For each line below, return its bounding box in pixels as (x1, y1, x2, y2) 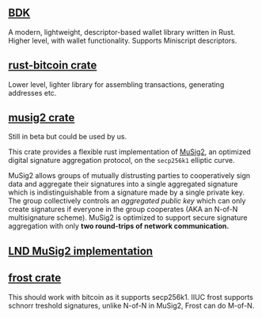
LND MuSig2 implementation (8, 244, 153, 258)
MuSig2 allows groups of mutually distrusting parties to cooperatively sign (8, 171, 251, 180)
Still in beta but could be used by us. (8, 132, 127, 142)
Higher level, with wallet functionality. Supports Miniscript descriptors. (8, 36, 237, 45)
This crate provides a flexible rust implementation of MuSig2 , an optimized (8, 147, 251, 157)
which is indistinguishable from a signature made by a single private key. (8, 187, 245, 197)
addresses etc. (8, 88, 57, 97)
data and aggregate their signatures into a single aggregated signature (8, 180, 238, 189)
